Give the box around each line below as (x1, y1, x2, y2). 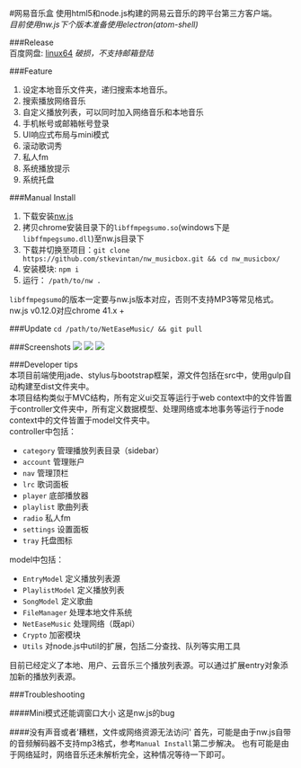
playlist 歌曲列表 (22, 502, 90, 512)
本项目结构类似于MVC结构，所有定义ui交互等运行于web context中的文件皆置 (9, 392, 293, 403)
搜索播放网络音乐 (22, 95, 86, 106)
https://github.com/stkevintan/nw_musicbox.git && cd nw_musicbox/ (22, 255, 280, 263)
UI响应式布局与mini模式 (22, 129, 110, 139)
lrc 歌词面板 (22, 479, 69, 489)
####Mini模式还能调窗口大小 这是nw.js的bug (9, 708, 175, 718)
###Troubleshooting (9, 689, 85, 700)
